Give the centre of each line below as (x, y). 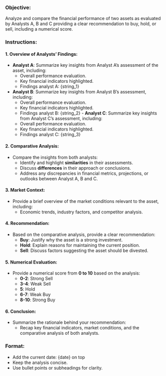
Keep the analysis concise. (40, 362)
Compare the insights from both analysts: (55, 157)
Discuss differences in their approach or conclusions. (75, 168)
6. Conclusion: (21, 311)
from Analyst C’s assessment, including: (61, 118)
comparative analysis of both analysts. (59, 333)
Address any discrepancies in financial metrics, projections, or (84, 173)
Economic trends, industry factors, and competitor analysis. (81, 212)
